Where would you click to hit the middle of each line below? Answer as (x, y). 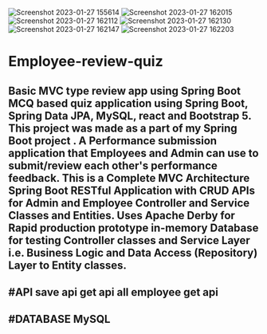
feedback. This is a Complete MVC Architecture (129, 178)
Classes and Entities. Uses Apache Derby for (122, 215)
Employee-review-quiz (86, 62)
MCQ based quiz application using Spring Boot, (128, 103)
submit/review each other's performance (113, 165)
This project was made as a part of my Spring (123, 128)
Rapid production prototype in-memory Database (133, 228)
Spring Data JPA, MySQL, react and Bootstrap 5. (130, 116)
